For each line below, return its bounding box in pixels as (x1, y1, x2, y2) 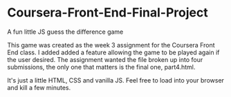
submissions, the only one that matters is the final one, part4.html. (7, 63, 196, 71)
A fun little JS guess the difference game (7, 28, 124, 36)
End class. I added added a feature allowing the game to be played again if (7, 48, 220, 56)
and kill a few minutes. (7, 83, 71, 91)
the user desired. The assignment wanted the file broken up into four (7, 55, 203, 63)
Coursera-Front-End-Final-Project (7, 5, 209, 21)
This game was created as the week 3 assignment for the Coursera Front (7, 41, 216, 49)
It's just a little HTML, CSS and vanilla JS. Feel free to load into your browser (7, 76, 225, 84)
